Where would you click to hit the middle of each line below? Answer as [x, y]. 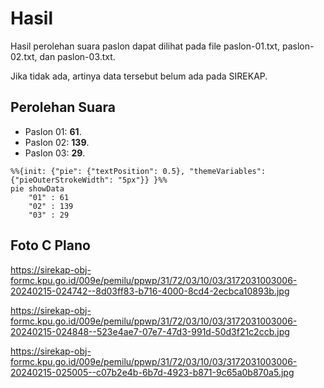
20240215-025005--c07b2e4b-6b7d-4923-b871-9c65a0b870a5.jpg [152, 372]
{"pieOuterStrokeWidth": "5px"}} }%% [89, 180]
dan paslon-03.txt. [77, 56]
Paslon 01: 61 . [53, 131]
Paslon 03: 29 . [55, 153]
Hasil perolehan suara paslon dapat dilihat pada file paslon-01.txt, [145, 46]
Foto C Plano [50, 245]
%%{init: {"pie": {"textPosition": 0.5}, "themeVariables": [138, 171]
